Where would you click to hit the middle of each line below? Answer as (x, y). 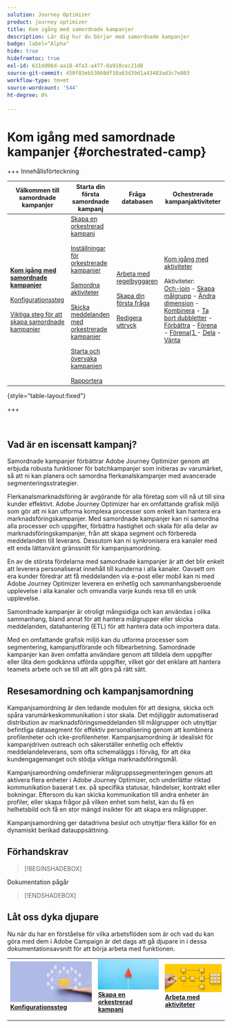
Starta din (90, 186)
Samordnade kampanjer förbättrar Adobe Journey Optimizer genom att (108, 461)
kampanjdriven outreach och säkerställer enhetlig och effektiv (95, 744)
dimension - (182, 303)
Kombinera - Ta (186, 311)
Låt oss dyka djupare (53, 917)
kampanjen (86, 366)
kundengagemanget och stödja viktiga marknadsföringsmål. (93, 759)
